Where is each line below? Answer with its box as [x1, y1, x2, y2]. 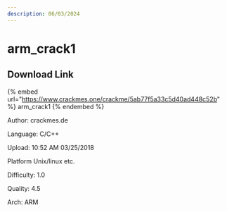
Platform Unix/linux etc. [7, 156, 75, 166]
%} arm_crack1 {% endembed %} [7, 102, 105, 111]
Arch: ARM [7, 198, 39, 206]
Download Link [7, 68, 74, 81]
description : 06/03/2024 [7, 10, 80, 18]
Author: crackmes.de [7, 116, 68, 124]
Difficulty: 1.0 [7, 170, 46, 179]
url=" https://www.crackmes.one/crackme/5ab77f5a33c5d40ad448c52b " [7, 94, 220, 103]
